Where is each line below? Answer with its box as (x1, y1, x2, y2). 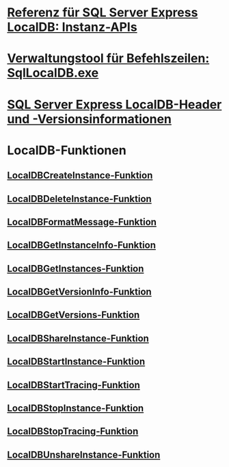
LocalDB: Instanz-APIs (7, 19, 138, 35)
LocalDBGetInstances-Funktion (7, 262, 144, 275)
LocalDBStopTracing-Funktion (7, 426, 139, 438)
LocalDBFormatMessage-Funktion (7, 216, 157, 227)
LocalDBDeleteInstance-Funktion (7, 193, 152, 205)
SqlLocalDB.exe (7, 65, 99, 81)
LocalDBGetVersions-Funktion (7, 310, 140, 321)
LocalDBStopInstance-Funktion (7, 403, 144, 414)
